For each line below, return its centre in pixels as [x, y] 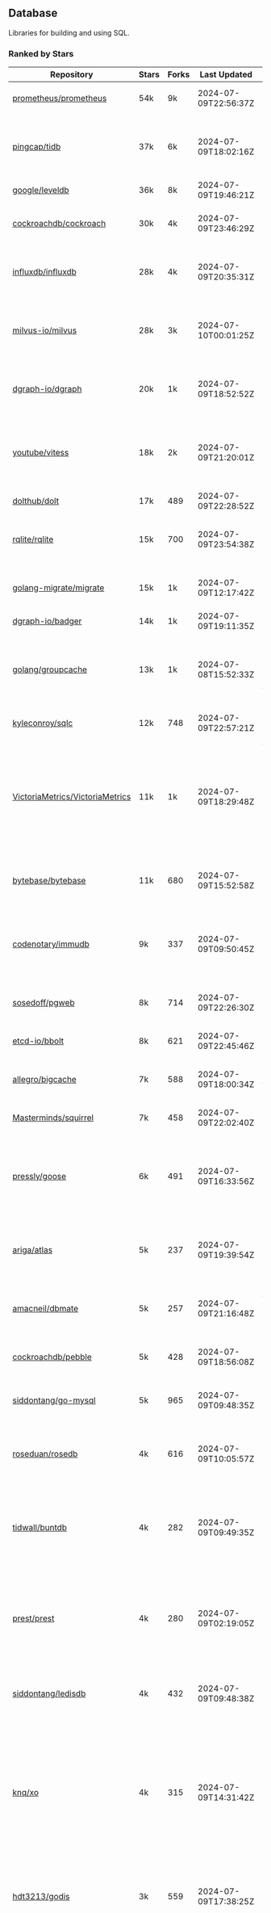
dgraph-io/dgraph [47, 389]
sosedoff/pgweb [44, 1003]
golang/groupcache [50, 669]
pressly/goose [40, 1177]
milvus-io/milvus [45, 330]
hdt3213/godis [41, 1897]
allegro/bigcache [44, 1080]
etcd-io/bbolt [38, 1041]
